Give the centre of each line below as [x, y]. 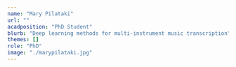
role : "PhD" [25, 46]
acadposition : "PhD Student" [50, 27]
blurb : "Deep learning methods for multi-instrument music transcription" [119, 33]
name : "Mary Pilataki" [40, 14]
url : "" [19, 20]
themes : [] [23, 40]
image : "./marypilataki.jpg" [50, 53]
